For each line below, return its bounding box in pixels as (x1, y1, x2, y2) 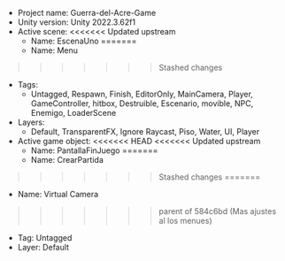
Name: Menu (30, 45, 78, 56)
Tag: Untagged (17, 233, 73, 242)
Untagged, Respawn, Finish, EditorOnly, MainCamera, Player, (30, 88, 254, 99)
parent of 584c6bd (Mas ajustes (158, 206, 277, 216)
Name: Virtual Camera (17, 189, 99, 199)
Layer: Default (17, 242, 69, 252)
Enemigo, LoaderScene (30, 108, 117, 118)
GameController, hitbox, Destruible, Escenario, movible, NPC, (30, 98, 254, 109)
